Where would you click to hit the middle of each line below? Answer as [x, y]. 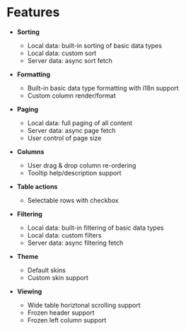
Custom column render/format [71, 95]
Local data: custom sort [62, 53]
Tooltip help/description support [74, 173]
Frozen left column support [67, 320]
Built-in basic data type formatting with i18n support [103, 88]
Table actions [37, 186]
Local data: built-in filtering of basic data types [95, 228]
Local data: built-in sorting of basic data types [94, 45]
